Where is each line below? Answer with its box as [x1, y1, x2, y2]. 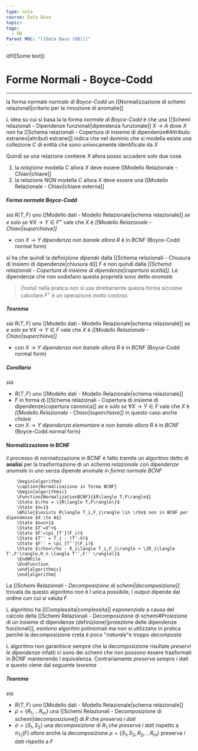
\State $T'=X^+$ [16, 525, 57, 531]
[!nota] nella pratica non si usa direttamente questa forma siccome [20, 284, 183, 292]
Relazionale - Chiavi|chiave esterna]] [14, 183, 105, 190]
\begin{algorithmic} [16, 489, 67, 495]
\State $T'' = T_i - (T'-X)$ [16, 536, 88, 542]
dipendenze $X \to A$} [6, 515, 62, 521]
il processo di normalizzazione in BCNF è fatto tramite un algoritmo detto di [6, 455, 189, 462]
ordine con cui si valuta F [6, 595, 67, 602]
